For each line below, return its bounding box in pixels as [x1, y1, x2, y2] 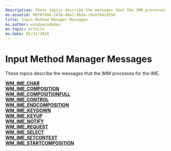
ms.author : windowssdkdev [5, 21, 60, 27]
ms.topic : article [5, 27, 45, 32]
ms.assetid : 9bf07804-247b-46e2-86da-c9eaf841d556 [5, 12, 116, 17]
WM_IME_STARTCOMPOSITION [5, 140, 74, 146]
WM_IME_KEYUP [5, 113, 42, 119]
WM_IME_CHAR [5, 80, 40, 86]
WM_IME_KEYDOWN [5, 107, 51, 113]
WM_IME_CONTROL [5, 96, 49, 102]
